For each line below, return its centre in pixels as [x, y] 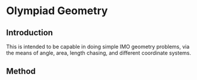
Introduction [30, 33]
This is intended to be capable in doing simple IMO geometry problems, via [98, 46]
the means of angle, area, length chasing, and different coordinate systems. [99, 53]
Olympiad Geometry [57, 11]
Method [21, 71]
